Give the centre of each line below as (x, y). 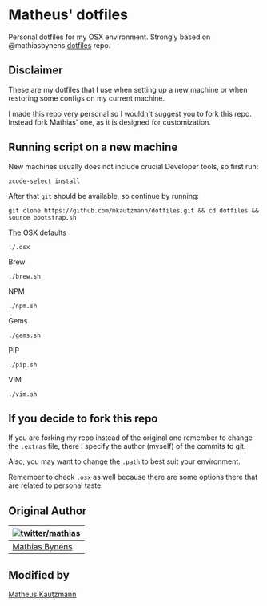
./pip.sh (23, 365)
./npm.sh (23, 306)
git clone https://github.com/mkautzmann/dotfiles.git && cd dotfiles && (134, 210)
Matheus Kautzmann (42, 594)
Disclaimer (36, 71)
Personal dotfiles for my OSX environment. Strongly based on (110, 37)
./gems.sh (25, 335)
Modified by (39, 575)
